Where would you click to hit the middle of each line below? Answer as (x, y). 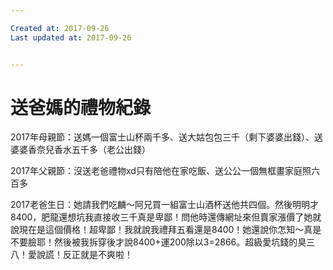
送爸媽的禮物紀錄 (81, 107)
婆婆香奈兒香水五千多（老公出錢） (80, 150)
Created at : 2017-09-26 (60, 28)
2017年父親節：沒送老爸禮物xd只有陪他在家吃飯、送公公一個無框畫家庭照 (161, 171)
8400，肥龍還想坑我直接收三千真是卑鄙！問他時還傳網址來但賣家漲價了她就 (166, 217)
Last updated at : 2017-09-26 (71, 37)
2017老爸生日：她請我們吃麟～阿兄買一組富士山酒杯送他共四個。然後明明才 (164, 205)
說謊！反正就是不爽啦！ (84, 255)
